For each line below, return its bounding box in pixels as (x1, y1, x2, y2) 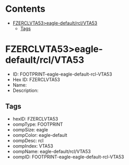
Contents (5, 3, 46, 15)
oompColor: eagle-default (12, 132, 67, 138)
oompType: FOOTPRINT (12, 121, 63, 127)
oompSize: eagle (12, 126, 48, 133)
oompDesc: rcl (12, 137, 44, 144)
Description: (12, 87, 39, 93)
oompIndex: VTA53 (12, 143, 54, 149)
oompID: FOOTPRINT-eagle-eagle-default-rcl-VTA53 (12, 154, 124, 160)
